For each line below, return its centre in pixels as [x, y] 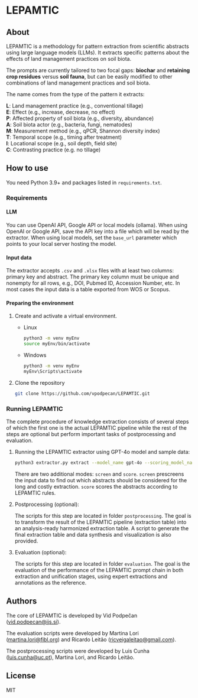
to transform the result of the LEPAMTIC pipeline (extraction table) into [100, 522]
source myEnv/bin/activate [57, 344]
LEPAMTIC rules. [35, 493]
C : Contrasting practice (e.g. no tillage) [53, 150]
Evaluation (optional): [40, 552]
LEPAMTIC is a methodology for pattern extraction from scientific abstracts [98, 46]
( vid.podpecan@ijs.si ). [33, 622]
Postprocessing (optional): [47, 504]
